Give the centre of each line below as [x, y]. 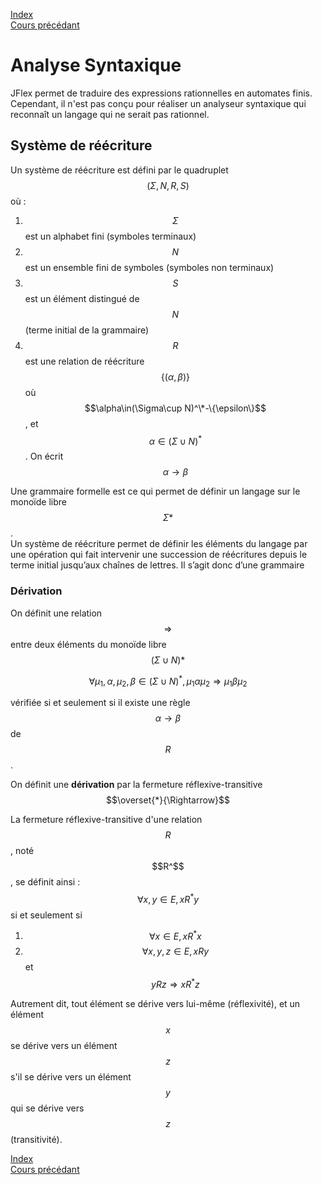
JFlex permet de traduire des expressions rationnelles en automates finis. [161, 93]
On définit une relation [56, 613]
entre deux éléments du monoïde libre [88, 644]
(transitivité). [36, 1140]
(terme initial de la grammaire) [87, 330]
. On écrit [44, 456]
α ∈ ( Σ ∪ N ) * [175, 440]
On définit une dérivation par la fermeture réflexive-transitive [136, 785]
